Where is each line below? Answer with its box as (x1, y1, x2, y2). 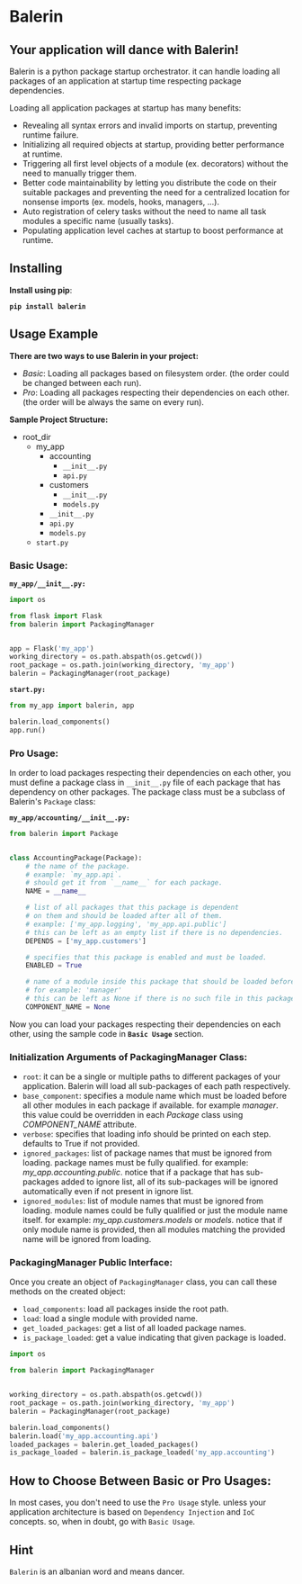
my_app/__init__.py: (9, 579, 87, 589)
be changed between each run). (22, 377, 142, 388)
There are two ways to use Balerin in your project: (9, 350, 200, 361)
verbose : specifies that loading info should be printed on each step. (22, 1129, 271, 1139)
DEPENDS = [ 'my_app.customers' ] (25, 936, 147, 946)
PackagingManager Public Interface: (9, 1256, 173, 1269)
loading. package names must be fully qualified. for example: (22, 1157, 249, 1168)
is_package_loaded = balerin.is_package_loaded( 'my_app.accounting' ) (9, 1448, 276, 1457)
